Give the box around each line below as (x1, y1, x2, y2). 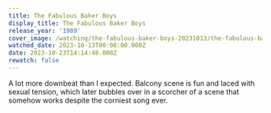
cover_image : (8, 34, 52, 42)
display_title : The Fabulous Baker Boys (8, 19, 147, 27)
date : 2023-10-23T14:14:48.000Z (8, 49, 117, 57)
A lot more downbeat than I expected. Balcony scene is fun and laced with (8, 78, 256, 88)
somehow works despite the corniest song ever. (8, 95, 168, 105)
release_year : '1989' (8, 26, 81, 34)
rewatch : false (8, 57, 60, 65)
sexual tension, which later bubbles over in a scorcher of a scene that (8, 87, 240, 96)
